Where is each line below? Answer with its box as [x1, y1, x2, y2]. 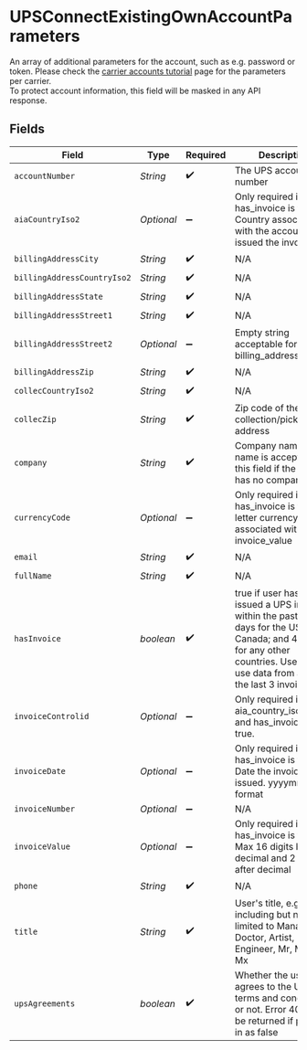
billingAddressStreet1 [14, 311, 112, 321]
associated [234, 523, 282, 536]
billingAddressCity [14, 254, 99, 264]
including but [234, 907, 291, 920]
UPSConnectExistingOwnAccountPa [9, 6, 293, 27]
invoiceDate [14, 766, 67, 776]
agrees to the [234, 980, 292, 992]
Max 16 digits [234, 840, 294, 853]
